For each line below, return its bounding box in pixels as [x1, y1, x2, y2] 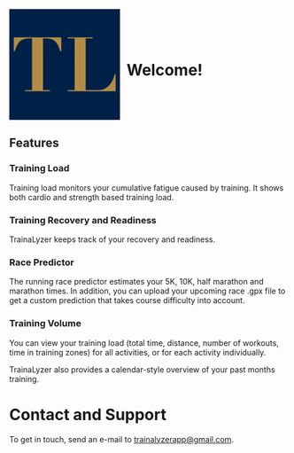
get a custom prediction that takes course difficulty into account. [9, 295, 245, 306]
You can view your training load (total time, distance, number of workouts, [9, 337, 279, 348]
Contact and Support [9, 404, 166, 425]
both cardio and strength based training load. [9, 191, 174, 202]
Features [9, 136, 59, 151]
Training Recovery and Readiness [9, 214, 157, 226]
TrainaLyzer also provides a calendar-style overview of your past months [9, 363, 276, 375]
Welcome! [127, 60, 204, 81]
